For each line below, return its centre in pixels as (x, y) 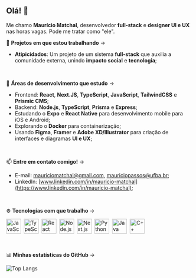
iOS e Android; (32, 120)
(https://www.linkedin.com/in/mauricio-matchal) (73, 188)
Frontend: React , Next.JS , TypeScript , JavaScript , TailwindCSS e (96, 94)
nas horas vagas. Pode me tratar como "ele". (61, 31)
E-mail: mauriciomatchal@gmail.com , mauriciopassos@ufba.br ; (92, 175)
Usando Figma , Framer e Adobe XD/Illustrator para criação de (92, 132)
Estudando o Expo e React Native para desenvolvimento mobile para (99, 113)
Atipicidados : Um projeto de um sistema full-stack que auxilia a (93, 54)
